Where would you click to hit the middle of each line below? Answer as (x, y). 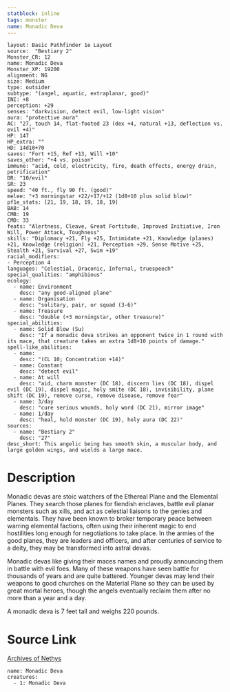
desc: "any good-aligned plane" (66, 293)
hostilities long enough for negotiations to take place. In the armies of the (111, 533)
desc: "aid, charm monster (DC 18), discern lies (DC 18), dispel (117, 384)
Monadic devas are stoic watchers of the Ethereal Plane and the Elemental (113, 497)
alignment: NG (28, 76)
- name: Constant (38, 366)
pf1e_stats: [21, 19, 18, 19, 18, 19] (63, 202)
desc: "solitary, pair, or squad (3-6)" (78, 305)
